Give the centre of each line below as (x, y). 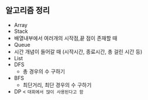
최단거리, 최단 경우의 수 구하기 (57, 85)
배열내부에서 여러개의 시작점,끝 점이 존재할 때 (66, 38)
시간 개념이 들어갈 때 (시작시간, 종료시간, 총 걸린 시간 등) (78, 51)
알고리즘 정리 (28, 11)
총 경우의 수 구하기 (44, 71)
